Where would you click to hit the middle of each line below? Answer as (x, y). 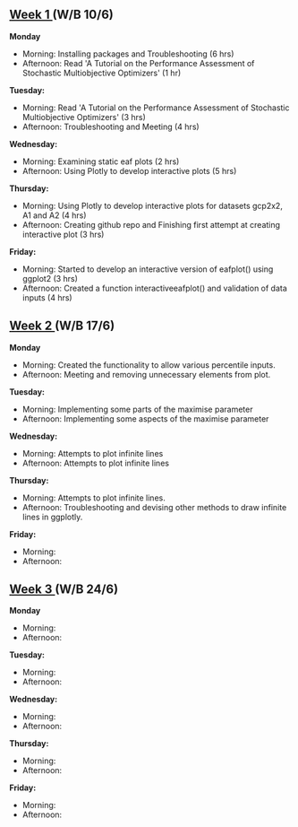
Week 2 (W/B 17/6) (62, 326)
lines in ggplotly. (52, 517)
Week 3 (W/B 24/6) (64, 590)
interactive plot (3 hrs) (63, 234)
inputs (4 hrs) (47, 297)
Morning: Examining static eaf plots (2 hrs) (101, 161)
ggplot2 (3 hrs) (50, 278)
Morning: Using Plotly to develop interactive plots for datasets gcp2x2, (153, 205)
